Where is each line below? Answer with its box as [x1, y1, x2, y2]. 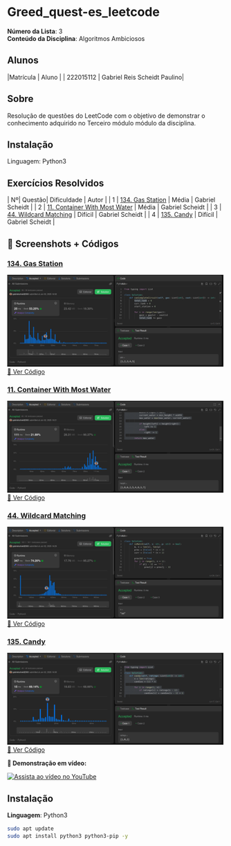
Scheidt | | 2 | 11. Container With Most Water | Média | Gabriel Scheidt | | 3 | [7, 203, 222, 211]
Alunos [7, 55, 39, 67]
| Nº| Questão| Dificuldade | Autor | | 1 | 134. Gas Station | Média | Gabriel [7, 195, 216, 204]
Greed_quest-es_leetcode [7, 4, 160, 20]
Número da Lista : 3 [7, 27, 63, 35]
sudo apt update [7, 825, 54, 832]
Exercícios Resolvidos [7, 177, 104, 189]
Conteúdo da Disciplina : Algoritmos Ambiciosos [7, 34, 145, 42]
